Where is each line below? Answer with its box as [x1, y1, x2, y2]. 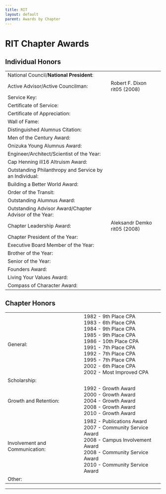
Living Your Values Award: [7, 274, 68, 281]
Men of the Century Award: [7, 135, 71, 141]
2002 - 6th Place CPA [83, 363, 136, 370]
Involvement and [7, 440, 46, 447]
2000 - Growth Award [83, 391, 136, 398]
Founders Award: [7, 266, 47, 273]
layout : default [5, 12, 39, 17]
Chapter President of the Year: [7, 234, 78, 241]
